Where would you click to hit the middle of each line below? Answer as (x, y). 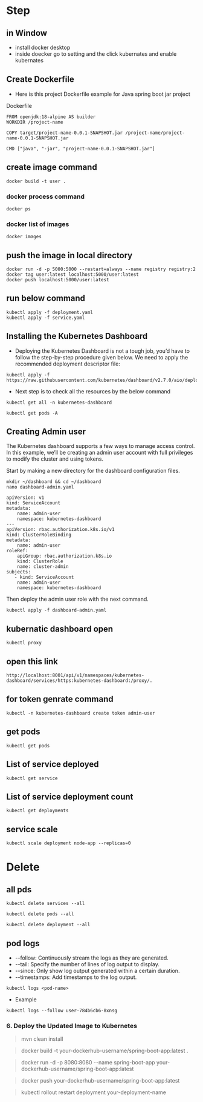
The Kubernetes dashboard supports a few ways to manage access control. (101, 446)
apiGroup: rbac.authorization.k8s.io (65, 556)
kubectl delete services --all (46, 904)
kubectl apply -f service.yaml (46, 318)
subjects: (19, 572)
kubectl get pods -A (32, 413)
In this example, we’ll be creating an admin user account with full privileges (100, 453)
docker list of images (38, 224)
